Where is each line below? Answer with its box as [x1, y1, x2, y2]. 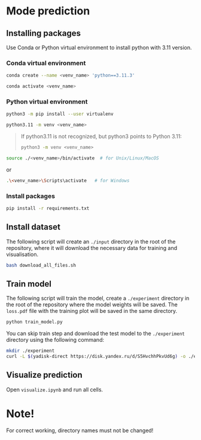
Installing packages [6, 28, 81, 38]
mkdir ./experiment [6, 348, 55, 354]
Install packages [6, 192, 56, 200]
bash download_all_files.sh [6, 262, 77, 268]
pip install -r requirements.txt [6, 206, 90, 212]
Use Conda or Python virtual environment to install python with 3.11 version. [6, 44, 192, 51]
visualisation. [6, 251, 39, 258]
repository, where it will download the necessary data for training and [6, 244, 178, 251]
